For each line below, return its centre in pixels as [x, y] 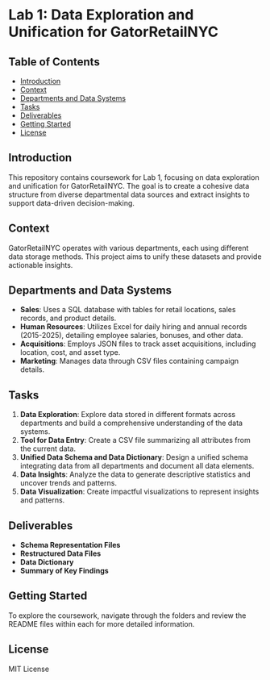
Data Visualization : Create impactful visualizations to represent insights [139, 492]
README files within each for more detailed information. [102, 624]
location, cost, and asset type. [70, 353]
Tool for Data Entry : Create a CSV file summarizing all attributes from [135, 440]
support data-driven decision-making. [72, 202]
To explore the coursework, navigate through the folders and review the [127, 615]
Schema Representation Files [70, 545]
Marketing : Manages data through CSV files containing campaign [129, 361]
